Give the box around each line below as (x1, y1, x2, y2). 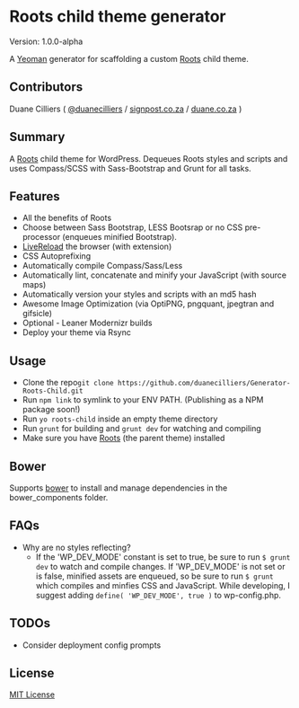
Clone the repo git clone (22, 377, 114, 388)
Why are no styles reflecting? (22, 542, 132, 553)
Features (9, 189, 60, 204)
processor (22, 232, 61, 243)
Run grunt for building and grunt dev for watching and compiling (22, 423, 262, 434)
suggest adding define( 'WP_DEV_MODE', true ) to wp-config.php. (35, 589, 281, 600)
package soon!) (22, 404, 81, 415)
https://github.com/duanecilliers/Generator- (117, 379, 291, 388)
